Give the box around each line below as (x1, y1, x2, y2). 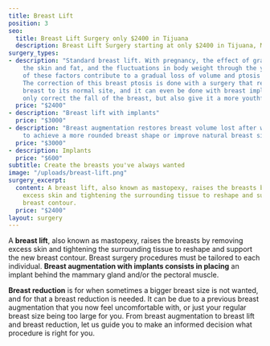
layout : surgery (8, 214, 63, 222)
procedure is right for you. (8, 328, 95, 338)
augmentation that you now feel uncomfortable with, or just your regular (8, 303, 247, 312)
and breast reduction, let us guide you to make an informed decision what (8, 319, 253, 330)
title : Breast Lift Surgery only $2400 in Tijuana (15, 34, 189, 43)
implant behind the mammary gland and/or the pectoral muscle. (8, 270, 219, 280)
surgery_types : (8, 49, 59, 57)
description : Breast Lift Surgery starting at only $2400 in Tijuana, (15, 42, 257, 50)
